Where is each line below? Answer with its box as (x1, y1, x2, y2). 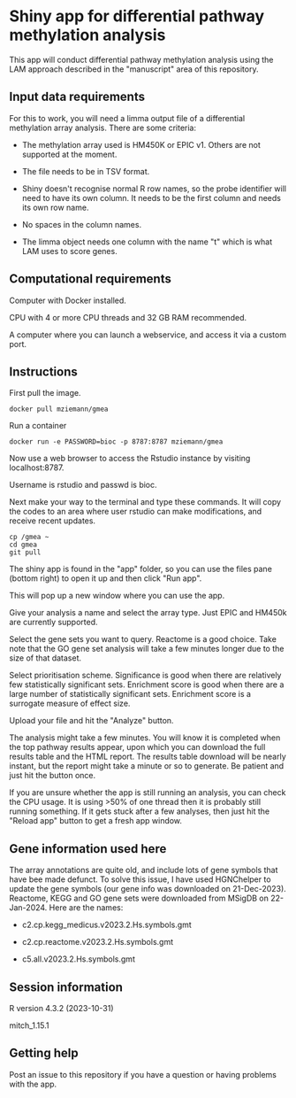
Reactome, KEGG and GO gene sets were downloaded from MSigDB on (9, 893, 269, 904)
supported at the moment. (21, 149, 118, 159)
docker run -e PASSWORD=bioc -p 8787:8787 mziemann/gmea (9, 437, 224, 446)
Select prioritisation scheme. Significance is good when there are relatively (9, 670, 282, 681)
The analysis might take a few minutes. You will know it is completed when (9, 732, 281, 743)
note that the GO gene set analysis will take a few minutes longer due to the (9, 644, 285, 654)
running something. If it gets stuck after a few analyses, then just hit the (9, 806, 270, 816)
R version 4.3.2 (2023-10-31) (9, 1003, 114, 1013)
